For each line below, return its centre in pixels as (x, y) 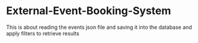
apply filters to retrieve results (43, 33)
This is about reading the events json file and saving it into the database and (99, 27)
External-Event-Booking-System (89, 11)
